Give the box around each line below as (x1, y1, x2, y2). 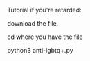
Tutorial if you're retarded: (7, 6, 82, 14)
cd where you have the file (7, 33, 83, 41)
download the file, (7, 19, 59, 27)
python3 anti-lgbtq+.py (7, 46, 74, 54)
